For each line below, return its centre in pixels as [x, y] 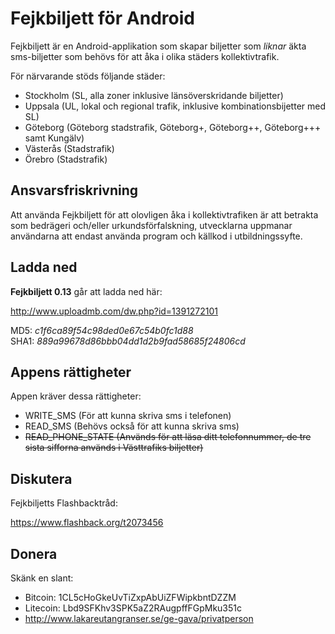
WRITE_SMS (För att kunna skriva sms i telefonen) [128, 416]
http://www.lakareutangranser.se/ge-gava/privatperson [139, 618]
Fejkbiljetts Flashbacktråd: [64, 503]
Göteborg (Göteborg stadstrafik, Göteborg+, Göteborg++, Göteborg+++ [173, 127]
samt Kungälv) [54, 138]
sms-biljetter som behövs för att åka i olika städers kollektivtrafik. [145, 56]
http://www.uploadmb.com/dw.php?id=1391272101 [114, 311]
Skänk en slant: [42, 578]
